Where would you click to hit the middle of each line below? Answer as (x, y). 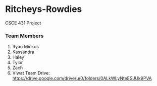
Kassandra (23, 52)
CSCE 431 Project (23, 23)
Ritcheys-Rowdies (44, 9)
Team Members (24, 36)
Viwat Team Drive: (31, 73)
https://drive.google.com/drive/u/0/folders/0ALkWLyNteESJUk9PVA (82, 79)
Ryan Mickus (26, 47)
